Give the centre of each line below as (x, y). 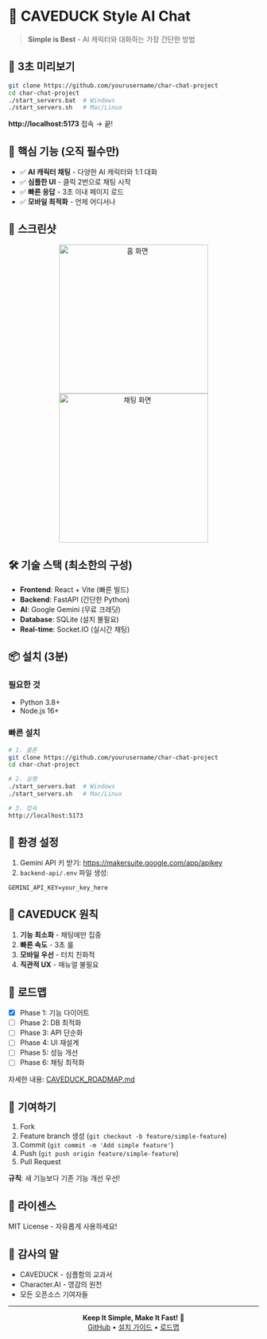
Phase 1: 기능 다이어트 (54, 1013)
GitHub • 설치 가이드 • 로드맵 (133, 1327)
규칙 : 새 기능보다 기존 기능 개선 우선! (64, 1178)
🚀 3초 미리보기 (42, 67)
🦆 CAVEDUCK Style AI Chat (99, 16)
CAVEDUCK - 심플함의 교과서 (66, 1274)
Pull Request (40, 1162)
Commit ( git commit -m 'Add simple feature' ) (97, 1145)
